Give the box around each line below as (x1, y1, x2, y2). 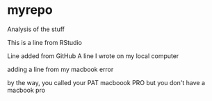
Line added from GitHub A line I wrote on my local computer (7, 51, 179, 60)
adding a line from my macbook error (7, 65, 114, 73)
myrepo (7, 2, 54, 18)
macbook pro (7, 86, 46, 94)
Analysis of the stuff (7, 25, 65, 33)
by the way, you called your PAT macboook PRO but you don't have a (7, 78, 205, 86)
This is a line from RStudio (7, 38, 82, 46)
